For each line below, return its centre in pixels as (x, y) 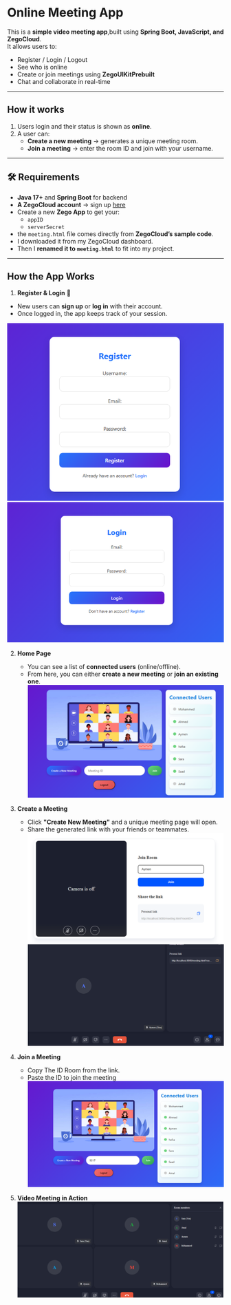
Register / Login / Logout (52, 59)
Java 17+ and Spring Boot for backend (72, 197)
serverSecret (46, 227)
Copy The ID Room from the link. (74, 1070)
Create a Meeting (42, 808)
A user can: (33, 134)
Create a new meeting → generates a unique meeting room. (112, 141)
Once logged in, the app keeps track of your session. (92, 314)
